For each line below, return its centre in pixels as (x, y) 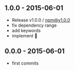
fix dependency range (34, 25)
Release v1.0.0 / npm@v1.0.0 (41, 20)
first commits (25, 63)
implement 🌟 (24, 35)
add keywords (26, 30)
